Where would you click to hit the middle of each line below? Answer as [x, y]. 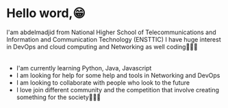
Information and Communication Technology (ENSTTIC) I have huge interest [114, 39]
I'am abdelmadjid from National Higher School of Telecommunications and [111, 32]
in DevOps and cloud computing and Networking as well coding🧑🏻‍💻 [102, 46]
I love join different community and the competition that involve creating [118, 90]
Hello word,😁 [46, 13]
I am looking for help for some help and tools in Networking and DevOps [118, 75]
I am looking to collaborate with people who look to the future [103, 82]
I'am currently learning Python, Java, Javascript [84, 68]
